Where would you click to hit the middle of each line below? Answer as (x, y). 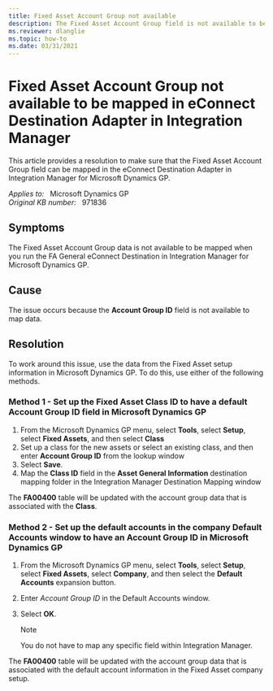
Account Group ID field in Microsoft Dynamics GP (108, 412)
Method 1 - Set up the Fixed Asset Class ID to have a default (128, 402)
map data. (25, 319)
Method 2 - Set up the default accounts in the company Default (135, 527)
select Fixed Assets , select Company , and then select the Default (131, 574)
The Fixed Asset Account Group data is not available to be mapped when (131, 247)
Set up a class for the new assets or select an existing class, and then (136, 447)
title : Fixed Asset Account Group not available (92, 16)
